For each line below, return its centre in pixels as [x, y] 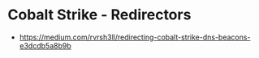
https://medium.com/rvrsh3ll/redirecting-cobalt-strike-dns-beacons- [135, 37]
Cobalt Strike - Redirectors [99, 15]
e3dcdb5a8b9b [45, 45]
